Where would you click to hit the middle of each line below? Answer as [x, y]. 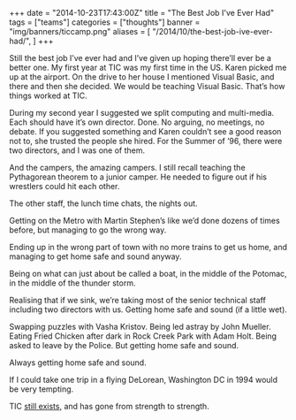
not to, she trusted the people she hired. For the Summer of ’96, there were [146, 141]
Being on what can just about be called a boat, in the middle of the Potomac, [148, 274]
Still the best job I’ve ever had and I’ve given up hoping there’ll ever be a [140, 58]
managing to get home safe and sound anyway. [95, 256]
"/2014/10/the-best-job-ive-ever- [213, 31]
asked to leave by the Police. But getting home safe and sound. [124, 345]
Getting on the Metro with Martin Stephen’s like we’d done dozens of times [144, 221]
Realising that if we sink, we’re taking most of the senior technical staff [138, 300]
